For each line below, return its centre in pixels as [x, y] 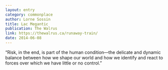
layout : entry [20, 10]
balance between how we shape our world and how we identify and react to [84, 57]
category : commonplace [29, 15]
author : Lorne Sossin [28, 19]
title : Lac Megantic [27, 24]
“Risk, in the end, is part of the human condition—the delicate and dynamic [83, 52]
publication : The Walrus [31, 29]
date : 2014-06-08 [23, 38]
